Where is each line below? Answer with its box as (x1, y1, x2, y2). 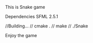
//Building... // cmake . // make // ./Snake (5, 23, 89, 29)
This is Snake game (5, 4, 46, 10)
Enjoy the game (5, 33, 37, 38)
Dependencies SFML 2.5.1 (5, 14, 58, 19)
